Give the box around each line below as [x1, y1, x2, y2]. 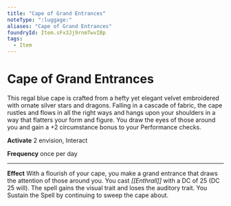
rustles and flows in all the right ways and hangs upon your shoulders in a [7, 108, 216, 116]
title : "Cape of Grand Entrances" [7, 10, 107, 17]
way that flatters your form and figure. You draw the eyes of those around [7, 116, 216, 124]
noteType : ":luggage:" [7, 16, 72, 23]
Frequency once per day [7, 149, 78, 157]
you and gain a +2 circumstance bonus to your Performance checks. [7, 123, 201, 131]
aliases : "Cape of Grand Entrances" [7, 23, 112, 29]
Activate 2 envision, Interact [7, 136, 88, 144]
